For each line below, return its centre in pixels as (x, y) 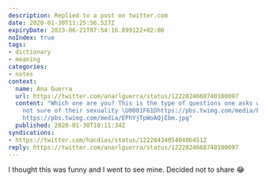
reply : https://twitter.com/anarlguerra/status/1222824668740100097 (123, 147)
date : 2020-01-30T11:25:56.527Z (61, 23)
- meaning (25, 60)
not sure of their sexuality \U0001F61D (90, 111)
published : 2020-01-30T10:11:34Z (70, 125)
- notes (21, 74)
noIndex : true (32, 37)
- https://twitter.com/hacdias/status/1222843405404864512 (108, 140)
